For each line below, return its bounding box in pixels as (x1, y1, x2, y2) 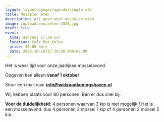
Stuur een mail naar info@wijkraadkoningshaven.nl (5, 81, 112, 87)
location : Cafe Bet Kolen (9, 40, 63, 45)
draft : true (5, 26, 30, 31)
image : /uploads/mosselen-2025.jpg (5, 21, 79, 26)
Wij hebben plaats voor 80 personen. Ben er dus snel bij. (5, 91, 121, 97)
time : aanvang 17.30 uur (9, 35, 61, 40)
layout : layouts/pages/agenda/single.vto (5, 7, 92, 12)
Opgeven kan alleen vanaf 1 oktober (5, 72, 80, 78)
